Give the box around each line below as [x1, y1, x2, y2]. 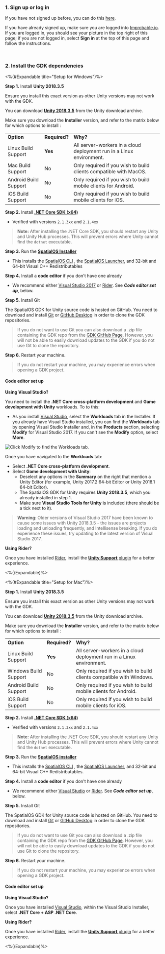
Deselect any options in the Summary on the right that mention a [19, 474, 151, 479]
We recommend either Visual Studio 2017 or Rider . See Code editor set [12, 282, 156, 288]
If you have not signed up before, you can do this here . [5, 15, 116, 21]
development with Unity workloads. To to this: [5, 404, 100, 410]
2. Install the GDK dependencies [5, 62, 83, 69]
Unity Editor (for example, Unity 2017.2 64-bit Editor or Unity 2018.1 [19, 478, 155, 485]
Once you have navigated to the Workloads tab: [5, 453, 103, 459]
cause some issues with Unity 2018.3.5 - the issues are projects [17, 520, 146, 526]
